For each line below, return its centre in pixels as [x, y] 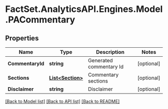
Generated [100, 60]
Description [110, 52]
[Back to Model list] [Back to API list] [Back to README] [62, 101]
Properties [22, 38]
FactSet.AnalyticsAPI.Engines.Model [84, 9]
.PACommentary [40, 20]
